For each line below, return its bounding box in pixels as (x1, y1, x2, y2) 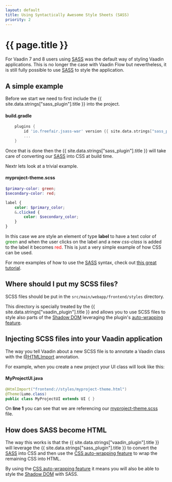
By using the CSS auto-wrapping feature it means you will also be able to (5, 466, 160, 472)
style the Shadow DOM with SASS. (5, 471, 78, 477)
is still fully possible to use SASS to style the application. (5, 67, 124, 73)
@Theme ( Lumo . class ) (5, 391, 47, 396)
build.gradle (5, 112, 32, 118)
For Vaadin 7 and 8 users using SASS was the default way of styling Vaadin (5, 56, 164, 62)
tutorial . (5, 265, 21, 271)
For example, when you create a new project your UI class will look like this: (5, 364, 165, 370)
